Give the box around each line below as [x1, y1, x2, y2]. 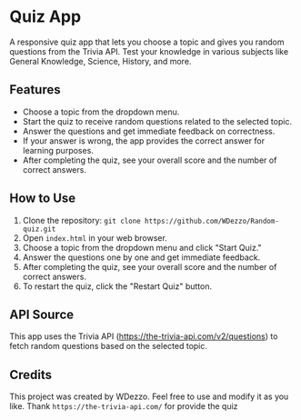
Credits [9, 366, 53, 383]
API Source [9, 306, 75, 322]
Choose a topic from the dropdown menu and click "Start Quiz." [22, 242, 262, 253]
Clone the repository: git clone [22, 215, 141, 225]
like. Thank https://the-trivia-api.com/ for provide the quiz [9, 401, 238, 412]
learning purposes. [22, 145, 94, 155]
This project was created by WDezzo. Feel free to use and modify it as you [9, 391, 289, 402]
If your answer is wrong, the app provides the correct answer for [22, 135, 266, 146]
